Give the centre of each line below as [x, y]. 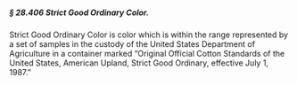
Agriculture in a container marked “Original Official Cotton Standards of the [147, 53]
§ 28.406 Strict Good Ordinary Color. [79, 12]
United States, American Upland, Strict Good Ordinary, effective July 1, [139, 63]
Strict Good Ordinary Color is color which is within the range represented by [148, 35]
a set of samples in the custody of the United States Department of [132, 43]
